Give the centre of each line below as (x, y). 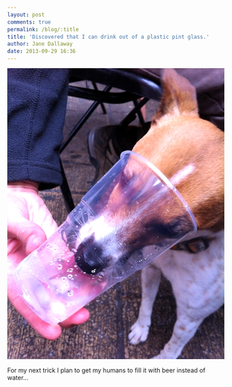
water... (18, 378)
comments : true (29, 22)
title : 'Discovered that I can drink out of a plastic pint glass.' (108, 37)
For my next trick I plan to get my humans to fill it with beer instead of (107, 370)
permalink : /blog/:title (43, 29)
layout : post (26, 15)
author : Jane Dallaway (40, 44)
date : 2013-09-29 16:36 (42, 51)
